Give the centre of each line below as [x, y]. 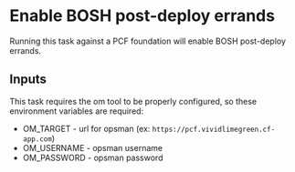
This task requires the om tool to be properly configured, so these [133, 101]
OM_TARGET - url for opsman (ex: [86, 128]
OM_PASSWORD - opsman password [93, 157]
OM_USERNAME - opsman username [92, 147]
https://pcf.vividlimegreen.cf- [214, 129]
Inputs [28, 80]
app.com [37, 139]
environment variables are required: [77, 111]
